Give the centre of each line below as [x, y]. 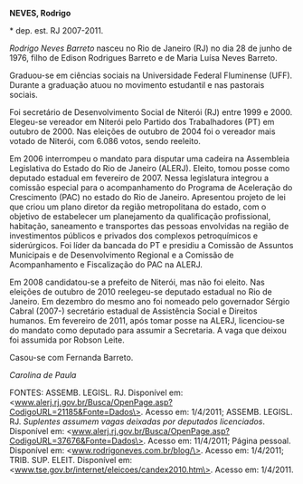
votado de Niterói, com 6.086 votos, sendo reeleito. [105, 141]
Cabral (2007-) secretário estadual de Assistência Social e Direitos [133, 311]
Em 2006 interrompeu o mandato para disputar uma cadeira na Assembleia [150, 159]
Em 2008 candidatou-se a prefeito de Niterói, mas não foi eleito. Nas [137, 282]
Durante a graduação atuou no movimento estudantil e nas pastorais [137, 85]
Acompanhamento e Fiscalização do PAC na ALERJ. [106, 265]
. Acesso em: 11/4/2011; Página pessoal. [217, 440]
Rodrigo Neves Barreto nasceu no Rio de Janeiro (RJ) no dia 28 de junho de [151, 48]
